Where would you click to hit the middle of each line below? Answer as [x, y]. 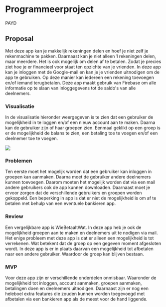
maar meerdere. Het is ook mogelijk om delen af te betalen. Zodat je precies [83, 61]
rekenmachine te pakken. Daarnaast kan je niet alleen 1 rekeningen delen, [81, 56]
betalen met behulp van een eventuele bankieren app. [61, 203]
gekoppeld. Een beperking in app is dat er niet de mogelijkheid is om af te [81, 198]
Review [14, 216]
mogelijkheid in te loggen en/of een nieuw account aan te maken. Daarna [80, 122]
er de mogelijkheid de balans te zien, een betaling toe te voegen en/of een [82, 133]
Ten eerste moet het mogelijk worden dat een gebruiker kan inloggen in [79, 171]
